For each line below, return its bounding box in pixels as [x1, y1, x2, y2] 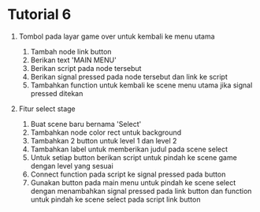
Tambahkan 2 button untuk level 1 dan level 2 [30, 136, 177, 145]
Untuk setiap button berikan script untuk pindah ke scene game [30, 152, 237, 162]
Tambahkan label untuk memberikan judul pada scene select [30, 144, 228, 154]
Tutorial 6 [7, 6, 72, 24]
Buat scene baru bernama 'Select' [30, 119, 142, 128]
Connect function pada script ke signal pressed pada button [30, 169, 226, 179]
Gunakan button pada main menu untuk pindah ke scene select [30, 177, 236, 187]
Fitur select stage [18, 104, 76, 113]
